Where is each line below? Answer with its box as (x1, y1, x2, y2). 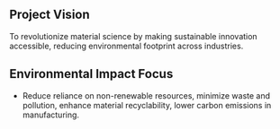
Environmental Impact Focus (9, 66, 174, 82)
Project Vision (9, 7, 90, 22)
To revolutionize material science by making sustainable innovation (9, 30, 258, 41)
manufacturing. (22, 109, 79, 120)
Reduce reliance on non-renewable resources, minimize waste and (22, 90, 271, 101)
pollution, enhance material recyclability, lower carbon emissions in (22, 99, 272, 110)
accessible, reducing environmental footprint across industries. (9, 40, 244, 51)
